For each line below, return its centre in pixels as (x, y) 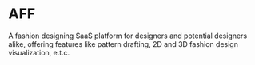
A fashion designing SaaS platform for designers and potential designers (128, 36)
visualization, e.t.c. (39, 52)
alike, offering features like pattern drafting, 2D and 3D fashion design (123, 44)
